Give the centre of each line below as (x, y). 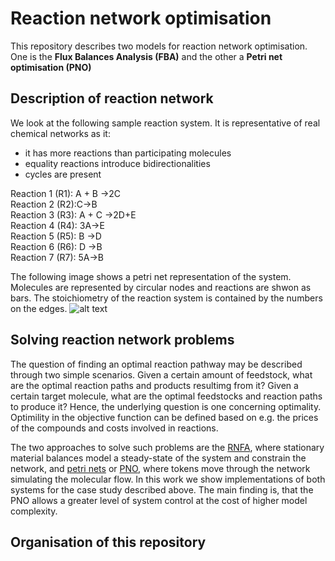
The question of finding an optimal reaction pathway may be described (156, 364)
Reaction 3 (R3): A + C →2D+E (73, 214)
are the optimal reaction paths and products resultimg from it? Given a (154, 385)
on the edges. (39, 308)
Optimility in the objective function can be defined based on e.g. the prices (164, 417)
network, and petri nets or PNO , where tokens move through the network (160, 468)
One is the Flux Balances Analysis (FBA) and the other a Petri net (146, 56)
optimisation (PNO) (51, 67)
